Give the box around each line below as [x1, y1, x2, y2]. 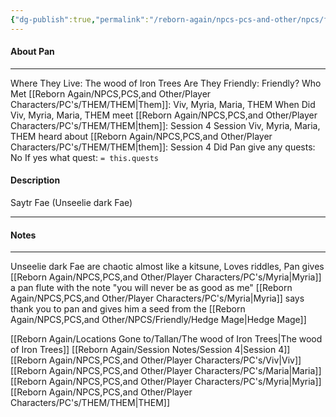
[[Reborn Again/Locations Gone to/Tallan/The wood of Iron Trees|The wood [10, 333, 323, 345]
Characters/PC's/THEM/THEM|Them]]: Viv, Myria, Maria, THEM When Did [10, 98, 316, 110]
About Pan [10, 46, 55, 58]
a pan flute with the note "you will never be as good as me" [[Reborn [10, 282, 293, 294]
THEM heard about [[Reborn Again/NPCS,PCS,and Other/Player [10, 130, 273, 142]
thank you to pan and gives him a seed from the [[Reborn [10, 303, 246, 315]
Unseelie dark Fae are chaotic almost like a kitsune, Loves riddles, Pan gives [10, 261, 325, 273]
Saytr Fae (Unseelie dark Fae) [10, 197, 133, 209]
